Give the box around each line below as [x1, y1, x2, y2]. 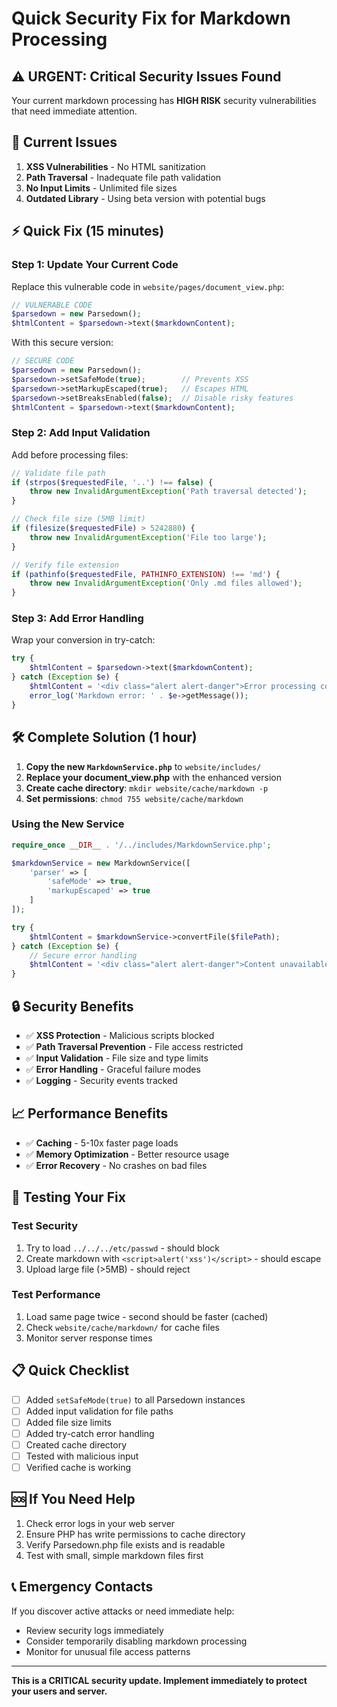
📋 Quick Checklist [11, 1362, 130, 1379]
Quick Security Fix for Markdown [11, 7, 291, 30]
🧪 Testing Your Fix [11, 1189, 126, 1206]
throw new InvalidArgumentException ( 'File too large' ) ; [29, 532, 268, 542]
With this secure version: [11, 337, 114, 349]
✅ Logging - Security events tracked [25, 1075, 178, 1087]
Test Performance [11, 1288, 101, 1302]
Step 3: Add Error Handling [11, 612, 144, 626]
